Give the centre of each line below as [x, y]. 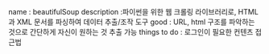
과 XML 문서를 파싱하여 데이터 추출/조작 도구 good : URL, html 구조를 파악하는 [132, 22]
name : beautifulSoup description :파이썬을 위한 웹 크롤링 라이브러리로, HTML [134, 12]
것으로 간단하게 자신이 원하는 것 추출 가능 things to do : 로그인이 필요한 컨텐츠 [131, 32]
